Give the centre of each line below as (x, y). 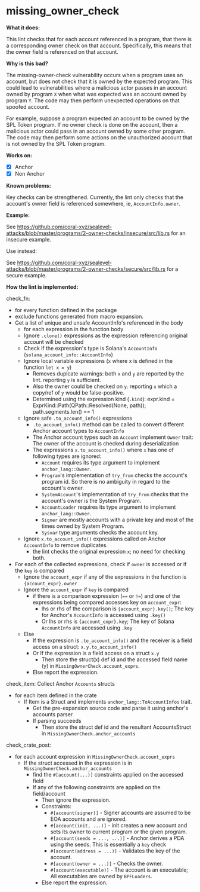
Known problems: (29, 186)
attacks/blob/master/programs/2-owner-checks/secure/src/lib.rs (86, 269)
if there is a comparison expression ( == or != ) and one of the (106, 596)
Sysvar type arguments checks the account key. (100, 533)
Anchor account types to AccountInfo (78, 431)
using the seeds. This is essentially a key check (108, 845)
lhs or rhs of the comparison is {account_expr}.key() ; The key (118, 609)
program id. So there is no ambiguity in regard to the (106, 482)
